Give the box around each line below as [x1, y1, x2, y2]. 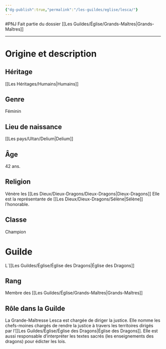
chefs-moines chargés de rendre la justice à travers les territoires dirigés [5, 323, 154, 329]
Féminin [5, 108, 21, 114]
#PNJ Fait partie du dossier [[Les [5, 21, 73, 27]
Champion [5, 229, 26, 235]
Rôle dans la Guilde [5, 304, 65, 312]
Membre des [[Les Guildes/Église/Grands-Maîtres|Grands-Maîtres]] [5, 290, 143, 296]
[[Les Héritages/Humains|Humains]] [5, 81, 79, 87]
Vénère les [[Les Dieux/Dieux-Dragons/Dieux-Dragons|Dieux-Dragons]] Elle [5, 191, 160, 197]
